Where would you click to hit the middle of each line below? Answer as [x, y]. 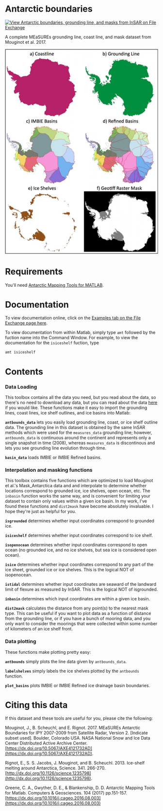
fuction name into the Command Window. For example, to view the [72, 338]
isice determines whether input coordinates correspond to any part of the [79, 564]
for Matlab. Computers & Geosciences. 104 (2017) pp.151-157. [66, 793]
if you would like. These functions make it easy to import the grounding [76, 407]
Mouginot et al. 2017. [26, 42]
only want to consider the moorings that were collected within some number [81, 624]
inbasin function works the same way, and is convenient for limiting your [78, 496]
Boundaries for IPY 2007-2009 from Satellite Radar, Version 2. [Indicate [76, 733]
